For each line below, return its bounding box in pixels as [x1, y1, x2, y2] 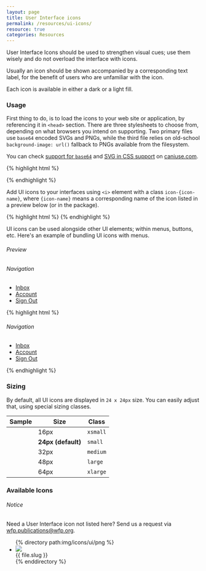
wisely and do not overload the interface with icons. [6, 55, 138, 63]
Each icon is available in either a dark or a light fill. [6, 85, 133, 93]
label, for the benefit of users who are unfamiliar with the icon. [6, 74, 164, 81]
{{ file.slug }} [15, 551, 48, 559]
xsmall [87, 428, 106, 435]
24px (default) [38, 437, 82, 446]
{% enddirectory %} [15, 557, 66, 565]
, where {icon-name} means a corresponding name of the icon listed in [20, 195, 198, 203]
